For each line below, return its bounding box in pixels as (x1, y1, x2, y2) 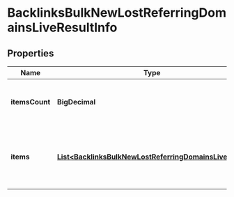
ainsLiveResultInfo (7, 19, 118, 36)
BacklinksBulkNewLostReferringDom (7, 5, 227, 21)
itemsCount (10, 97, 51, 107)
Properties (7, 47, 54, 59)
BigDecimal (56, 97, 96, 107)
